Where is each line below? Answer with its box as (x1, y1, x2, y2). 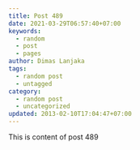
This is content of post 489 (8, 132, 99, 142)
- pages (15, 49, 42, 58)
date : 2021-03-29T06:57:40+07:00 (8, 19, 121, 28)
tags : (8, 65, 27, 73)
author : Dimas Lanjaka (8, 58, 85, 66)
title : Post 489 (8, 11, 63, 20)
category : (8, 87, 42, 96)
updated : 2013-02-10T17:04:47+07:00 (8, 110, 132, 118)
